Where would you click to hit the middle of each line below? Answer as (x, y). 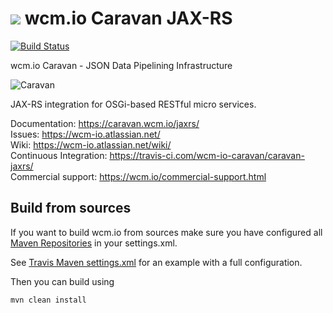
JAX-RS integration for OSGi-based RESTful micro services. (133, 104)
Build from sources (71, 208)
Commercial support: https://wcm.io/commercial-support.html (138, 176)
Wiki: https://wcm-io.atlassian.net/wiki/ (91, 144)
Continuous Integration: (59, 155)
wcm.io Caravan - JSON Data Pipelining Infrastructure (121, 65)
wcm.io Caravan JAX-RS (128, 18)
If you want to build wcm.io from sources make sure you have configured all (166, 232)
